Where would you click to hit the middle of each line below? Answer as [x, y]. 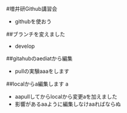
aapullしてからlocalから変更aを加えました [66, 97]
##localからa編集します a [37, 84]
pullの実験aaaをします [42, 71]
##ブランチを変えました [36, 34]
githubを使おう [33, 22]
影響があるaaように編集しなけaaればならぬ [68, 104]
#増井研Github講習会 [32, 9]
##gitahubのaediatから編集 [39, 58]
